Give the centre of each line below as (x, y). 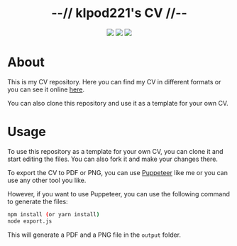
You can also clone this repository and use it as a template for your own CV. (118, 103)
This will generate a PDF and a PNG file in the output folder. (94, 235)
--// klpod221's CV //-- (119, 13)
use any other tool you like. (47, 180)
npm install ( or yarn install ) (54, 214)
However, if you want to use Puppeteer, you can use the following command (119, 194)
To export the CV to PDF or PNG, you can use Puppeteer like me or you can (118, 172)
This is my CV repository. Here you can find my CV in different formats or (114, 82)
